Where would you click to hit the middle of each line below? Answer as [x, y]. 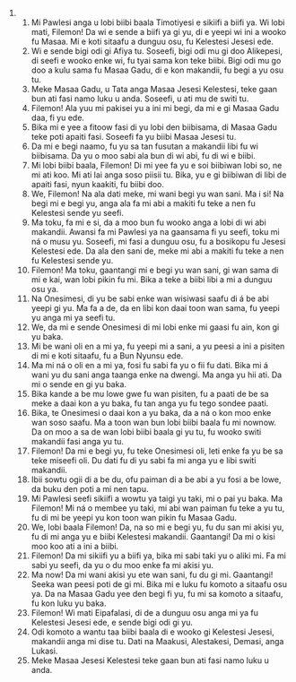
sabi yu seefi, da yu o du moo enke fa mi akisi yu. [122, 565]
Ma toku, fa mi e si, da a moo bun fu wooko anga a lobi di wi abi [148, 222]
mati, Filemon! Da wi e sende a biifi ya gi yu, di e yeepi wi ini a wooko [159, 32]
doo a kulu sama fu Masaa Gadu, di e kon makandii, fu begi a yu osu [157, 70]
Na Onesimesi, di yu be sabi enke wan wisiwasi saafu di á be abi [150, 298]
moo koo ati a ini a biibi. [75, 546]
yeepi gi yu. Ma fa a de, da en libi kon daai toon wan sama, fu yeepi [155, 308]
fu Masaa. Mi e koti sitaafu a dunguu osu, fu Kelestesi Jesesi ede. [152, 41]
